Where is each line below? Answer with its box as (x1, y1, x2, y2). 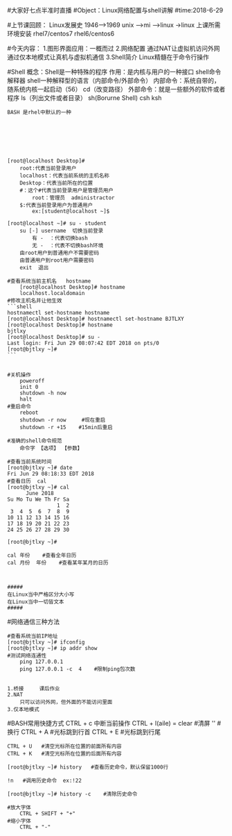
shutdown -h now (19, 390, 67, 396)
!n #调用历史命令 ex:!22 (7, 777, 82, 784)
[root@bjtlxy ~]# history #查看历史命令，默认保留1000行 (7, 764, 168, 771)
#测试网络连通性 (7, 652, 47, 659)
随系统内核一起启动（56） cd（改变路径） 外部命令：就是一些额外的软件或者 (7, 85, 226, 93)
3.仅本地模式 (7, 706, 39, 713)
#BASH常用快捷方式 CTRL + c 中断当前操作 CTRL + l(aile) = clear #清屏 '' (7, 719, 216, 727)
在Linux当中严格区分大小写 (7, 591, 75, 598)
